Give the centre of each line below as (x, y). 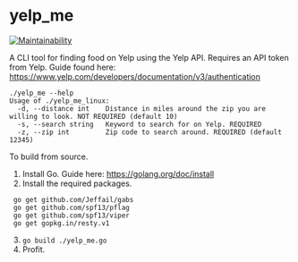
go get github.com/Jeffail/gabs (73, 199)
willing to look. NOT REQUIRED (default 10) (94, 116)
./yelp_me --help (42, 93)
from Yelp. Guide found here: (63, 67)
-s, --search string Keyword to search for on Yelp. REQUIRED (140, 124)
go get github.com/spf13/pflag (71, 207)
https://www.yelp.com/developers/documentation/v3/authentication (135, 76)
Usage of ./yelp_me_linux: (60, 101)
